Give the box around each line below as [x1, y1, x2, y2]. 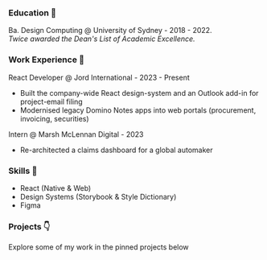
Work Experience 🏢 [8, 54, 85, 65]
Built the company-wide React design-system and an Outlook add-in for [19, 88, 259, 97]
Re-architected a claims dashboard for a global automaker [19, 145, 213, 155]
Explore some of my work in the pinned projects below [8, 242, 189, 252]
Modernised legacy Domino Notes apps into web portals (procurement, [19, 105, 257, 115]
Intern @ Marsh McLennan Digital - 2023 [8, 129, 144, 139]
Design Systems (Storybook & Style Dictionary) [19, 192, 177, 201]
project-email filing [19, 97, 83, 106]
